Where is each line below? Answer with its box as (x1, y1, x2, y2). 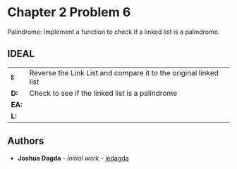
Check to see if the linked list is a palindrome (29, 88, 178, 98)
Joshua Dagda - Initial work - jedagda (17, 154, 129, 162)
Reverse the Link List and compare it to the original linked (29, 68, 219, 77)
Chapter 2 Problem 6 (7, 4, 131, 20)
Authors (7, 135, 44, 147)
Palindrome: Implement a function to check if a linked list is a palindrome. (7, 27, 220, 36)
